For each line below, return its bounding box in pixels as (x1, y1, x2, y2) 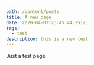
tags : (6, 25, 20, 31)
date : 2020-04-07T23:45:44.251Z (6, 19, 86, 25)
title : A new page (6, 14, 51, 20)
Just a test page (6, 53, 46, 59)
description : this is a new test (6, 36, 89, 42)
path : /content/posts (6, 8, 60, 15)
